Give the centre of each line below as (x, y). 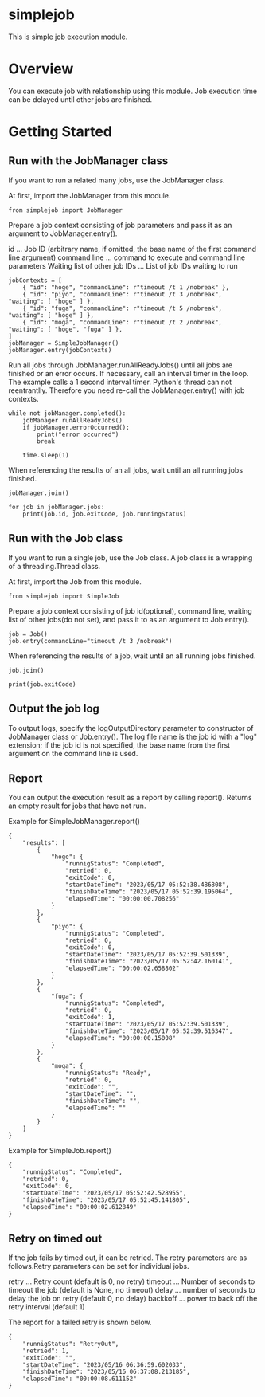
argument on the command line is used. (73, 753)
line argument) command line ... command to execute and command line (127, 257)
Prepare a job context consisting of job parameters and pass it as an (120, 225)
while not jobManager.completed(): (67, 413)
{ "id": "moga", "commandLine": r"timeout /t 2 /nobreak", (123, 322)
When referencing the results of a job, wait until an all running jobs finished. (132, 656)
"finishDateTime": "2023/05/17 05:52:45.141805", (107, 1200)
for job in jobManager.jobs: (57, 507)
